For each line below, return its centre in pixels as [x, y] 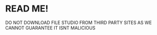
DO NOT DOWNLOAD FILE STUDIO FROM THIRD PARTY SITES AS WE [78, 22]
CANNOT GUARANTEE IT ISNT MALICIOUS [50, 27]
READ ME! [27, 9]
